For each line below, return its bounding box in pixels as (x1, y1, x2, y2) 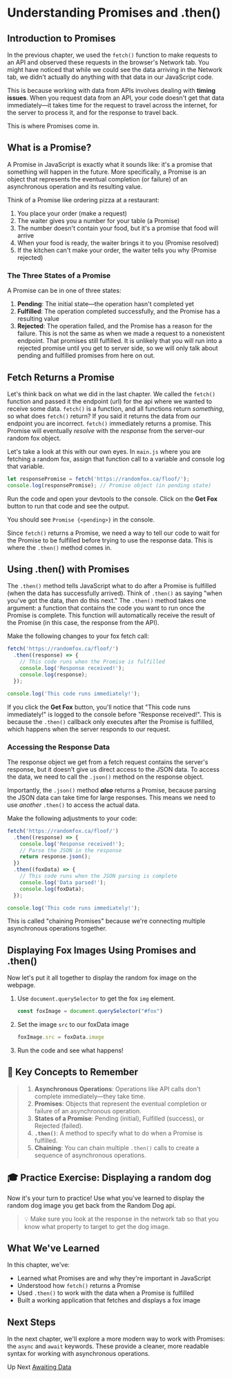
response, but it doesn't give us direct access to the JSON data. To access (7, 765, 220, 773)
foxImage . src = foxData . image (17, 1034, 105, 1041)
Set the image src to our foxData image (17, 1021, 129, 1029)
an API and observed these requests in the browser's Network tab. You (7, 58, 209, 67)
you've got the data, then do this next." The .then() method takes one (7, 597, 206, 605)
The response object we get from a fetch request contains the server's (7, 757, 209, 766)
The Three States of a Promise (7, 270, 111, 280)
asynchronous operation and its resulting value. (7, 182, 143, 191)
